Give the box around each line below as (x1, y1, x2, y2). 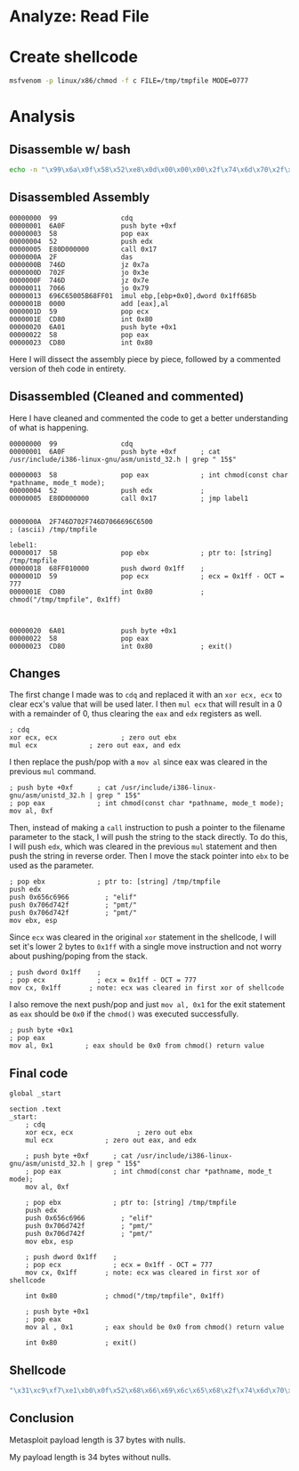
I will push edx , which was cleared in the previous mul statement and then (9, 841, 278, 852)
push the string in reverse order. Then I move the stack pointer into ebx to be (9, 851, 289, 861)
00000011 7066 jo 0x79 (9, 283, 149, 293)
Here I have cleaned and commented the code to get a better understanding (9, 412, 289, 424)
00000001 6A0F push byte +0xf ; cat (9, 447, 221, 456)
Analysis (9, 107, 76, 126)
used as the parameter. (9, 861, 94, 871)
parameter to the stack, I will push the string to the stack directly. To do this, (9, 832, 287, 843)
